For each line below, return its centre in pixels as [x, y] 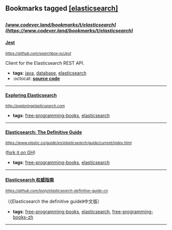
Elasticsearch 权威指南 [30, 180]
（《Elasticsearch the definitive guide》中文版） [54, 201]
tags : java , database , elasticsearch [50, 73]
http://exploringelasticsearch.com [35, 106]
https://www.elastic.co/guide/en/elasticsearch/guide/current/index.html [69, 143]
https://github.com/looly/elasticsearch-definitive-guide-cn [57, 191]
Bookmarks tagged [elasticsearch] [62, 8]
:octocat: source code [36, 78]
